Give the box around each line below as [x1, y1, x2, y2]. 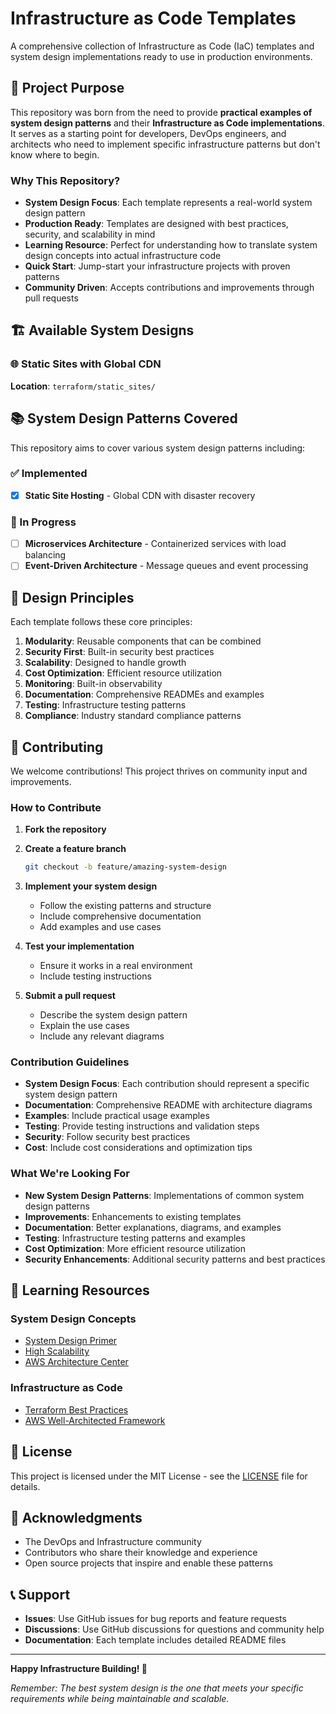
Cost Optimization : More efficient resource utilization [24, 1242, 247, 1254]
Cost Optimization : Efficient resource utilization [24, 667, 223, 679]
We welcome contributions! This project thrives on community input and [10, 765, 308, 777]
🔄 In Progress [10, 515, 77, 529]
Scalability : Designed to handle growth [24, 657, 187, 669]
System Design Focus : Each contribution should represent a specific [24, 1078, 310, 1090]
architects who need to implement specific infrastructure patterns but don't [10, 138, 321, 150]
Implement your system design [24, 880, 158, 892]
